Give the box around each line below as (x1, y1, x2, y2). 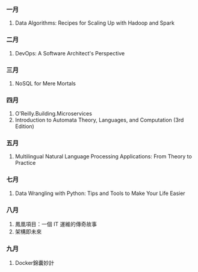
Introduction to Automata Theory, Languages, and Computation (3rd (14, 116, 184, 124)
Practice (14, 159, 36, 167)
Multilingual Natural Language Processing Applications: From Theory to (14, 153, 193, 160)
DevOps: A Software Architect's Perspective (14, 49, 125, 57)
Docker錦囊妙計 (14, 259, 55, 267)
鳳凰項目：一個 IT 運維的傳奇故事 (14, 221, 97, 228)
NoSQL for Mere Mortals (14, 79, 76, 87)
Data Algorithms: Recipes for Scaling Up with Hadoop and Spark (14, 19, 175, 26)
